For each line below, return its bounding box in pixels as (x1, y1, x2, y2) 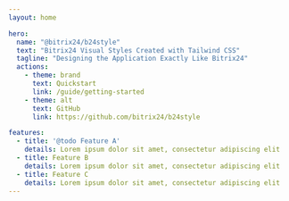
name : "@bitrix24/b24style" (16, 38, 121, 46)
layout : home (8, 13, 57, 22)
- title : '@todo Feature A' (16, 137, 121, 146)
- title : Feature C (16, 170, 89, 179)
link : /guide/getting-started (31, 87, 144, 96)
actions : (16, 63, 49, 71)
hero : (8, 29, 29, 38)
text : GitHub (31, 104, 81, 113)
